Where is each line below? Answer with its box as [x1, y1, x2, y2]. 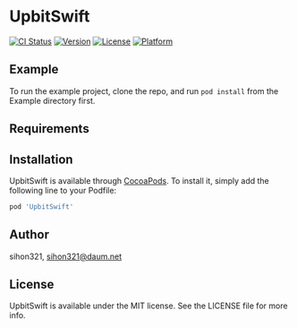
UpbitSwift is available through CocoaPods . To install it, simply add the [9, 175, 270, 186]
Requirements [9, 121, 89, 136]
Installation [9, 151, 73, 167]
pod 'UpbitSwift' [9, 202, 74, 211]
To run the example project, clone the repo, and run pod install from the [9, 85, 279, 96]
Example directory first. [9, 95, 96, 106]
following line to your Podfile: [9, 185, 117, 195]
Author [9, 227, 49, 243]
